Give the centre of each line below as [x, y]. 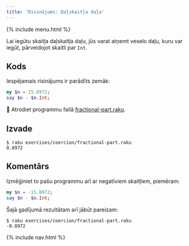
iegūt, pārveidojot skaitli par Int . [47, 47]
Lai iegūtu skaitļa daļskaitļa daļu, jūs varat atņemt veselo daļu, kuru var [94, 41]
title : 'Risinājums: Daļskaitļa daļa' [55, 12]
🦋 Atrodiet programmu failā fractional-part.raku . [66, 109]
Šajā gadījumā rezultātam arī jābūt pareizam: [62, 210]
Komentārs [28, 167]
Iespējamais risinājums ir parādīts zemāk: [58, 81]
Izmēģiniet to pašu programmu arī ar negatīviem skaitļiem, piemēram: [93, 181]
